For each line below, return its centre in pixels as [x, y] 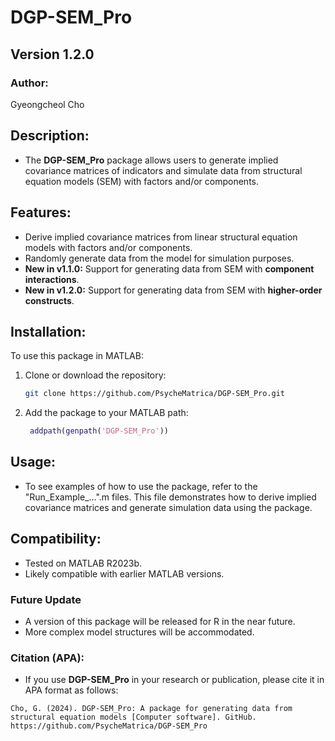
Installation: [48, 331]
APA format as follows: [71, 690]
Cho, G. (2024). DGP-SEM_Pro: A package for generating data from [151, 709]
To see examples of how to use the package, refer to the [141, 486]
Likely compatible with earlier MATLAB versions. [124, 573]
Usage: [33, 462]
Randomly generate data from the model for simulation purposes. [159, 258]
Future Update [46, 599]
